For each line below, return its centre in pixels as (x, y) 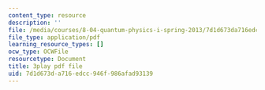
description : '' (35, 23)
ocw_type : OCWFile (38, 52)
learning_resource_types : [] (56, 45)
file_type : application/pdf (54, 37)
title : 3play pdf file (45, 67)
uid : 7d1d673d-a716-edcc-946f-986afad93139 (81, 74)
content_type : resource (47, 15)
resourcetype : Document (47, 59)
